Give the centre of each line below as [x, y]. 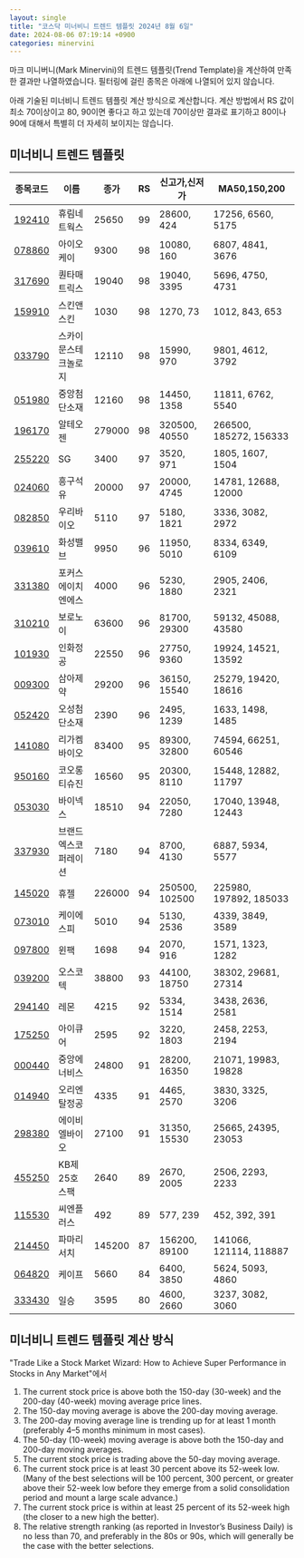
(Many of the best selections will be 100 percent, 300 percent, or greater [158, 1478]
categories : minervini [52, 43]
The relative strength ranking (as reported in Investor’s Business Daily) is [158, 1526]
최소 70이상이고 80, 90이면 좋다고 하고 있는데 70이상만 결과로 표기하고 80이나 [148, 112]
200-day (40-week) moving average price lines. [112, 1401]
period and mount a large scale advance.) [100, 1497]
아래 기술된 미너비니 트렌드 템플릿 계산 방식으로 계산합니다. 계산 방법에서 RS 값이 [152, 101]
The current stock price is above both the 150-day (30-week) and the [152, 1391]
